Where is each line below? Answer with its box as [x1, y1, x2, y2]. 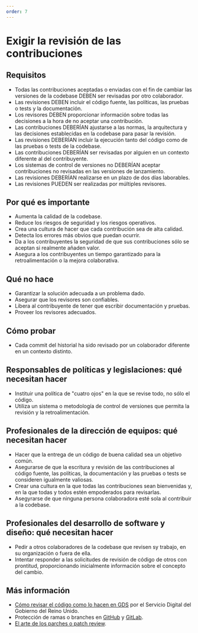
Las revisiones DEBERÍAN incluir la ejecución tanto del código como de [14, 136, 188, 143]
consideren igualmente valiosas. [14, 476, 93, 483]
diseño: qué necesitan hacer [6, 528, 113, 538]
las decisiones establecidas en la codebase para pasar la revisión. [14, 130, 176, 137]
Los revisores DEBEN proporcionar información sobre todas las [14, 111, 168, 118]
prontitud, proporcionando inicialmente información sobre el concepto [14, 562, 186, 569]
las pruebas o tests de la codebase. [14, 143, 102, 150]
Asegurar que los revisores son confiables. [14, 296, 119, 303]
